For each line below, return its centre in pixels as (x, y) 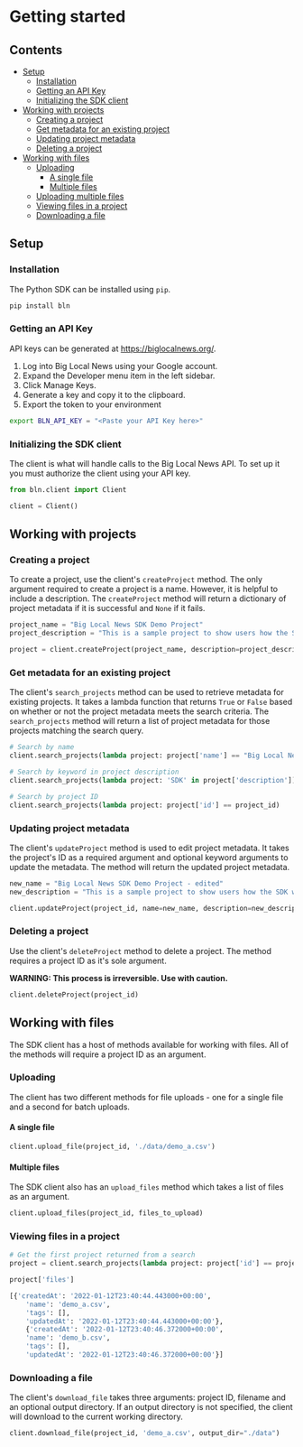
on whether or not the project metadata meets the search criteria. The (139, 711)
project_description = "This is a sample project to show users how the (149, 634)
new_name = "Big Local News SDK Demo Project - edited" (116, 883)
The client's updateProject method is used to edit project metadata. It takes (150, 848)
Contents (36, 50)
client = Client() (44, 506)
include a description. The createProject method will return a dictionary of (148, 598)
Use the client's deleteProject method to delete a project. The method (141, 951)
